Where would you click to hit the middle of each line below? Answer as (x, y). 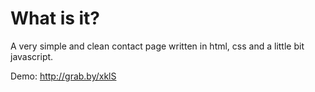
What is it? (55, 18)
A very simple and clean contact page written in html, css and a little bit (157, 46)
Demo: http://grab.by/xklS (63, 76)
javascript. (32, 56)
